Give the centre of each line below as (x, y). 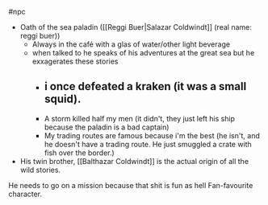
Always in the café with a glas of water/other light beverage (131, 44)
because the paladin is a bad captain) (107, 127)
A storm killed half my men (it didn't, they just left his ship (140, 118)
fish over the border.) (79, 153)
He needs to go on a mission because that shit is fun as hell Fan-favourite (131, 185)
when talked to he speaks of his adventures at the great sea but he (143, 53)
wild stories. (40, 170)
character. (25, 194)
